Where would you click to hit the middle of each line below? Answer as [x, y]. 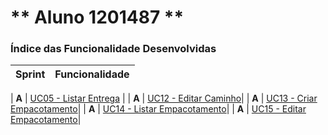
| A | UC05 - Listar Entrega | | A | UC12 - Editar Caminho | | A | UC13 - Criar [164, 98]
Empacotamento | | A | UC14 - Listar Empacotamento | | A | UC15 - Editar [158, 109]
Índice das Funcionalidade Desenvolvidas [113, 49]
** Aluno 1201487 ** [97, 17]
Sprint [30, 74]
